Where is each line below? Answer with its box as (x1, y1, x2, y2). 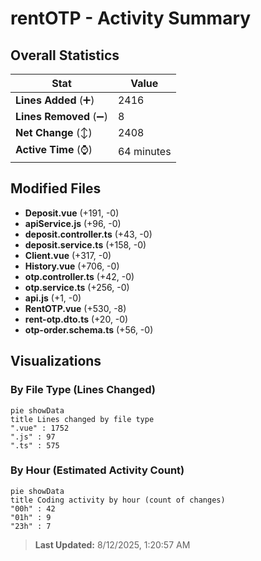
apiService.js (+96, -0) (24, 217, 122, 229)
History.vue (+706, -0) (24, 260, 120, 272)
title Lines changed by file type (10, 414, 155, 424)
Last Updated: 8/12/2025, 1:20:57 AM (34, 538, 191, 551)
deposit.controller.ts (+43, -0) (24, 228, 153, 240)
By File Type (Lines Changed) (10, 383, 156, 397)
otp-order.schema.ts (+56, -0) (24, 323, 154, 336)
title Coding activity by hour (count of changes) (10, 495, 226, 505)
